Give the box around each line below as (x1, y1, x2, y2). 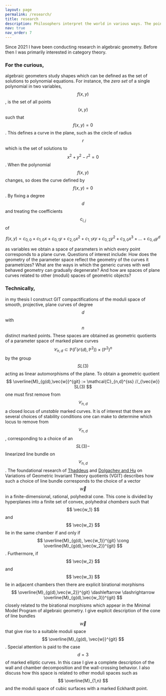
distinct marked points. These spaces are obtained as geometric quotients (5, 332, 157, 338)
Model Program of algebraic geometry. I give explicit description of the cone (5, 608, 161, 614)
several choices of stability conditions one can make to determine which (5, 413, 153, 419)
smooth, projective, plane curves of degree (5, 301, 93, 308)
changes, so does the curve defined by (5, 177, 85, 183)
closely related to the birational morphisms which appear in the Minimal (5, 602, 151, 608)
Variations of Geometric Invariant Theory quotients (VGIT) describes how (5, 473, 154, 479)
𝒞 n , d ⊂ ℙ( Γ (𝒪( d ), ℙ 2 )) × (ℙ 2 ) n (53, 345, 113, 353)
